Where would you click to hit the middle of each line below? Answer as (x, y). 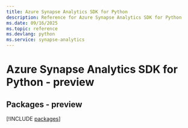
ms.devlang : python (31, 34)
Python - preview (50, 82)
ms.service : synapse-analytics (45, 40)
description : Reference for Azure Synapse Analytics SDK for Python (94, 17)
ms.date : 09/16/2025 (32, 23)
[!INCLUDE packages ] (33, 119)
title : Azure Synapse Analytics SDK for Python (67, 12)
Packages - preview (44, 104)
